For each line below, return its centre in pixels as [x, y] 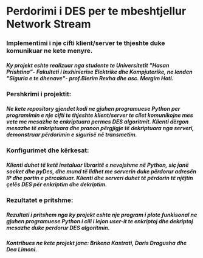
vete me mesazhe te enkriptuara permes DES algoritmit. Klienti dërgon [98, 121]
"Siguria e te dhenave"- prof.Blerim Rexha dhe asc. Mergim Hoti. [90, 78]
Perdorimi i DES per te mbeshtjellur [96, 11]
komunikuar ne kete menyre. [50, 51]
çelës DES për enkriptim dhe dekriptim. [57, 184]
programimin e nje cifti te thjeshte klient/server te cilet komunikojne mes [100, 115]
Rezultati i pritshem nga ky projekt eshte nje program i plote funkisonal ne [102, 215]
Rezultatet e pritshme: [40, 200]
